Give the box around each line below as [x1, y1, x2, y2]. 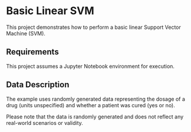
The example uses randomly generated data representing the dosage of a [6, 95, 186, 103]
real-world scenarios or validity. [6, 119, 84, 126]
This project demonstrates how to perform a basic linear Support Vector [6, 24, 182, 31]
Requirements [6, 47, 59, 57]
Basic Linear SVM [6, 4, 94, 18]
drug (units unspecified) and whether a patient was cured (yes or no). [6, 101, 176, 108]
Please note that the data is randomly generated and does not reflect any [6, 113, 184, 120]
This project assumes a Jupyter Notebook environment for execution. [6, 62, 175, 70]
